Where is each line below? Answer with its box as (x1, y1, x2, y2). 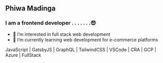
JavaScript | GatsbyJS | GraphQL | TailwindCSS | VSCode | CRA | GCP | (5, 46, 156, 53)
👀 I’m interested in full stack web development (12, 31, 111, 37)
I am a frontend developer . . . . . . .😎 (5, 19, 96, 27)
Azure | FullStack (5, 52, 42, 58)
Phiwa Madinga (5, 4, 56, 13)
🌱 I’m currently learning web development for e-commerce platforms (12, 36, 158, 43)
